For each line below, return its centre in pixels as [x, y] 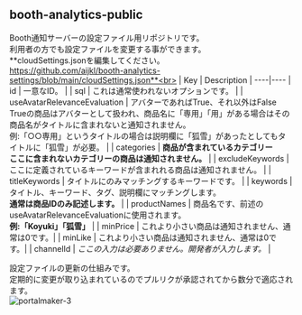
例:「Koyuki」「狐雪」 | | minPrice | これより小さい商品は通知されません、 [146, 226]
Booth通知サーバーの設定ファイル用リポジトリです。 [107, 37]
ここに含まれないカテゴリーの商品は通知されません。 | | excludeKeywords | [150, 158]
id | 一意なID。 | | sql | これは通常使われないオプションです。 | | [126, 90]
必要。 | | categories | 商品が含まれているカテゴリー [176, 147]
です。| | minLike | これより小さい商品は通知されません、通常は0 [150, 237]
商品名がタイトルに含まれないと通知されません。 [100, 125]
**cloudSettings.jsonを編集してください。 [87, 60]
